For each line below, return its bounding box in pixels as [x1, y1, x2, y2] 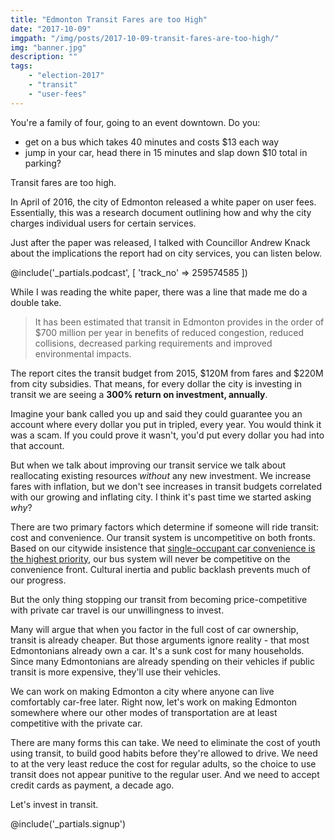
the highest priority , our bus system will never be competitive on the [10, 552, 291, 565]
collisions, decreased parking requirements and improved [34, 337, 273, 349]
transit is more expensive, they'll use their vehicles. [10, 666, 222, 678]
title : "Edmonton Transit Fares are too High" [10, 14, 208, 25]
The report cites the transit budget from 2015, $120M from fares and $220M [10, 367, 324, 379]
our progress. [10, 574, 67, 586]
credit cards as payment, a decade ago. [10, 779, 175, 791]
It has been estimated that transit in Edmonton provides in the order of [34, 316, 325, 328]
